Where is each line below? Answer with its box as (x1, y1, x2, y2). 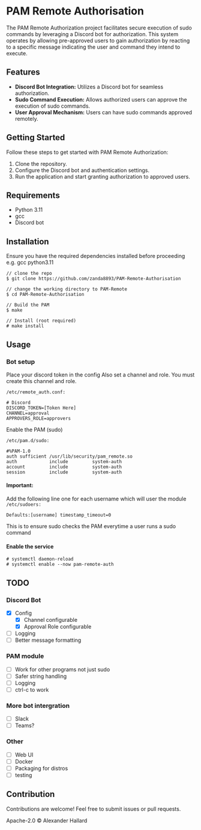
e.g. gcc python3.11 (6, 259, 54, 266)
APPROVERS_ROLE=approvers (6, 415, 71, 422)
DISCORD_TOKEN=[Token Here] (6, 405, 77, 411)
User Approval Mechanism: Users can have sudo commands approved (14, 108, 193, 115)
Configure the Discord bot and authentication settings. (14, 167, 150, 174)
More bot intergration (6, 701, 70, 710)
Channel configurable (23, 616, 78, 624)
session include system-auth (6, 469, 122, 475)
